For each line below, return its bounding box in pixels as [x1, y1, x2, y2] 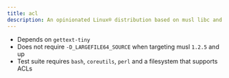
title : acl [7, 10, 38, 17]
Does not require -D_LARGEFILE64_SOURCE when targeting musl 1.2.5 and [16, 42, 219, 51]
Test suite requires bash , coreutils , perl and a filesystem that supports [16, 57, 218, 65]
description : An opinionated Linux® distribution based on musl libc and [7, 16, 223, 23]
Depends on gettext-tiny [16, 35, 91, 43]
